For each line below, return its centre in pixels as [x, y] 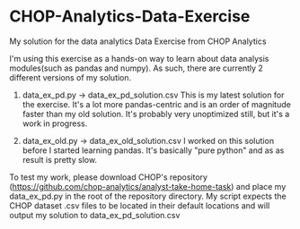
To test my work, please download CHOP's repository [109, 177]
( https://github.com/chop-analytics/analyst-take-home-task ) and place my [148, 186]
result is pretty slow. [59, 159]
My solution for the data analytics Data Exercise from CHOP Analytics [138, 41]
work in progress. [55, 123]
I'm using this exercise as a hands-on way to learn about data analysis [139, 58]
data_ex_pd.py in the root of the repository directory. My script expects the [148, 196]
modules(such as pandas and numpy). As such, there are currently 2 [136, 68]
